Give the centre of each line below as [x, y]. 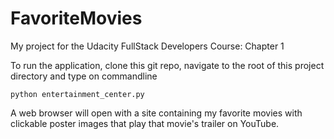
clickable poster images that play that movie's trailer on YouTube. [145, 123]
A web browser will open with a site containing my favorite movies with [156, 113]
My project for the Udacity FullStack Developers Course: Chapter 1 [147, 46]
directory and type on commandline [84, 76]
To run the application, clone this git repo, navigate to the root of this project [167, 65]
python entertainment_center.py [77, 94]
